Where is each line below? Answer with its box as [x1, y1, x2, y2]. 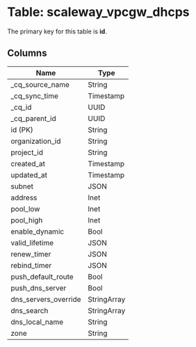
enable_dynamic [10, 227, 65, 236]
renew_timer [10, 249, 51, 259]
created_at [10, 159, 46, 168]
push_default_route [10, 272, 74, 282]
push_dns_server [10, 283, 67, 293]
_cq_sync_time [10, 91, 59, 101]
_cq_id [10, 102, 32, 112]
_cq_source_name [10, 79, 70, 89]
